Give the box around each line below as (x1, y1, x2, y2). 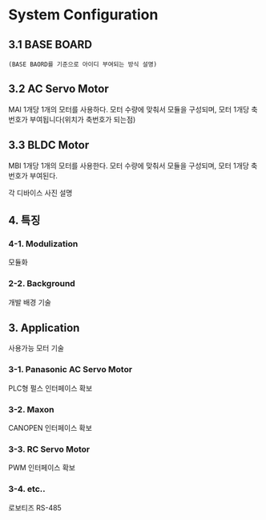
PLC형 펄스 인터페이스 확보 (8, 383, 93, 393)
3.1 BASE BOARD (8, 38, 92, 51)
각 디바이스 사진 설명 (8, 187, 73, 198)
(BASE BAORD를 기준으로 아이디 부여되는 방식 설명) (8, 60, 158, 68)
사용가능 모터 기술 (8, 343, 64, 353)
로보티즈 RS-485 (8, 502, 62, 512)
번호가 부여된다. (8, 170, 58, 180)
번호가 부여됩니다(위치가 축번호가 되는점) (8, 114, 136, 124)
